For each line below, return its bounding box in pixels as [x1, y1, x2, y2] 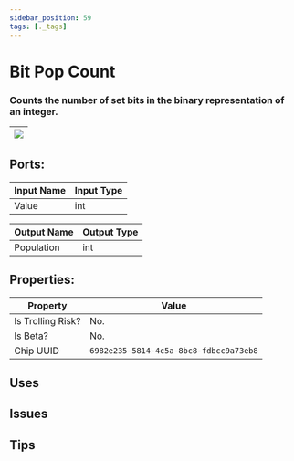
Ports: [9, 157, 46, 173]
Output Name [14, 225, 74, 238]
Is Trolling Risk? [14, 314, 81, 327]
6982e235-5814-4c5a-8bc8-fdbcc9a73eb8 [89, 345, 258, 356]
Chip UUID [14, 344, 59, 357]
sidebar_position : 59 [9, 13, 92, 23]
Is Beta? [14, 330, 48, 342]
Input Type [74, 183, 123, 196]
